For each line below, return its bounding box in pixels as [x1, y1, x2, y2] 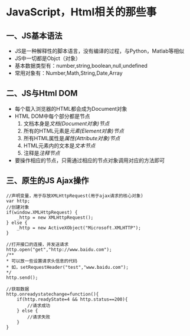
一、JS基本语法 [6, 31, 63, 41]
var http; [6, 198, 31, 204]
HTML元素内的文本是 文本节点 [23, 142, 96, 149]
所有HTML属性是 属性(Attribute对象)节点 [23, 134, 120, 141]
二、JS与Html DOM [6, 88, 78, 98]
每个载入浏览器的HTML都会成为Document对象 [14, 105, 127, 112]
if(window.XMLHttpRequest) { [6, 209, 78, 215]
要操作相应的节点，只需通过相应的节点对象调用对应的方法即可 [14, 157, 165, 164]
